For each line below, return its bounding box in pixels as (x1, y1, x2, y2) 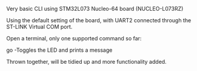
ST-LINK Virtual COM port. (6, 23, 73, 30)
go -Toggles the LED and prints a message (6, 46, 113, 54)
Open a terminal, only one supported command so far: (6, 35, 142, 42)
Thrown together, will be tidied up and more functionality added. (6, 58, 167, 65)
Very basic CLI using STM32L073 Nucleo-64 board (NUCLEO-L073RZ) (6, 5, 184, 12)
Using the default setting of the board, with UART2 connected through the (6, 17, 192, 23)
